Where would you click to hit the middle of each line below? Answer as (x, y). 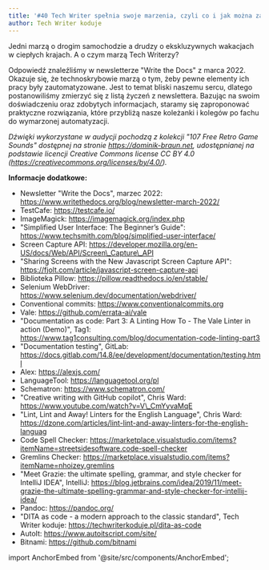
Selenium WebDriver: (55, 287)
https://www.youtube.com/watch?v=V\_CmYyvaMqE (106, 406)
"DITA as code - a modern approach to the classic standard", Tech (129, 516)
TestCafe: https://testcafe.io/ (67, 210)
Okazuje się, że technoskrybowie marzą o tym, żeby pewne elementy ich (129, 78)
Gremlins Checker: (50, 456)
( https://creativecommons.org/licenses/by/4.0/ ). (88, 162)
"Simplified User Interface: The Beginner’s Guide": (102, 227)
